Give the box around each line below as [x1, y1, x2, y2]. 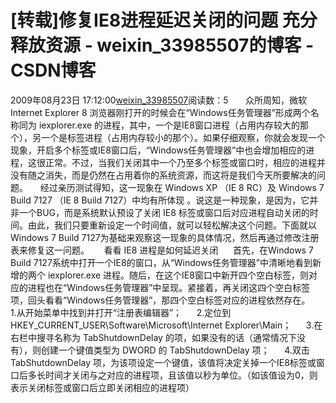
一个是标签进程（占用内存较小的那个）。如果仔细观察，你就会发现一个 [40, 131, 326, 143]
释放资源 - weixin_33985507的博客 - [10, 34, 315, 57]
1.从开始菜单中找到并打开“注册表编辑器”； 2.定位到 [10, 306, 232, 318]
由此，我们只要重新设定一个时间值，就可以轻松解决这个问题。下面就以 [27, 219, 317, 231]
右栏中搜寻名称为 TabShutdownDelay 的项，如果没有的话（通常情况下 [10, 331, 297, 343]
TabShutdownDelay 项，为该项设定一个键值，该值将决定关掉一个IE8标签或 [10, 356, 317, 368]
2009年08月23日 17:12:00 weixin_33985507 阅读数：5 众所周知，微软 [10, 94, 308, 106]
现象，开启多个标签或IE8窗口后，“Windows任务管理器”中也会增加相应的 [10, 144, 307, 156]
